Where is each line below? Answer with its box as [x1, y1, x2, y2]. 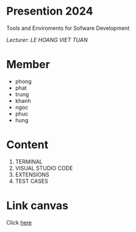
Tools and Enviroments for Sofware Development [6, 24, 130, 32]
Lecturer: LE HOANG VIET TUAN [6, 36, 88, 43]
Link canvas [6, 199, 69, 213]
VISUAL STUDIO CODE [15, 164, 73, 172]
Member [6, 58, 51, 71]
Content [6, 138, 49, 152]
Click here [6, 219, 32, 226]
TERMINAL [15, 158, 43, 165]
